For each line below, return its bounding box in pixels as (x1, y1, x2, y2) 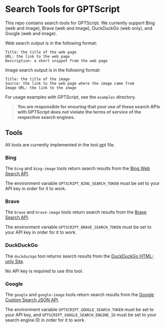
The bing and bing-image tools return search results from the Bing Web (5, 165, 150, 172)
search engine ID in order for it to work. (5, 317, 86, 323)
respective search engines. (17, 114, 76, 120)
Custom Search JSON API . (5, 297, 60, 303)
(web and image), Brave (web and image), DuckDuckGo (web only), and (5, 25, 153, 31)
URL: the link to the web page (5, 54, 70, 59)
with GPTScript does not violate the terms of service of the (17, 109, 142, 115)
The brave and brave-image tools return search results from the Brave (5, 209, 147, 215)
